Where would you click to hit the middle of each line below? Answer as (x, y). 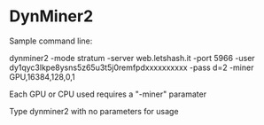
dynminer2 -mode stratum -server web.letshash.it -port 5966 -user (132, 58)
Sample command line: (51, 41)
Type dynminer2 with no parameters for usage (94, 111)
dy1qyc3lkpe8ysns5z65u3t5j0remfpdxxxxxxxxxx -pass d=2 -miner (132, 67)
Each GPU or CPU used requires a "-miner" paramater (108, 94)
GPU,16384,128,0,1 (42, 76)
